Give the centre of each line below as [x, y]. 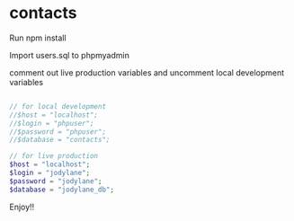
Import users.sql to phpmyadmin [70, 55]
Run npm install [38, 38]
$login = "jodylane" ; [50, 173]
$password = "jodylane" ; [56, 181]
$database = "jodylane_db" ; [62, 190]
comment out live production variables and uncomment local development [147, 72]
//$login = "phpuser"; [52, 123]
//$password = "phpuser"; [58, 132]
